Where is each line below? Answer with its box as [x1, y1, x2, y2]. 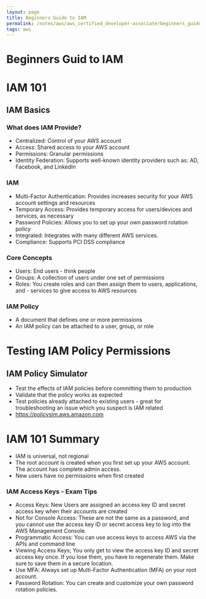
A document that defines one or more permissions [15, 316, 143, 324]
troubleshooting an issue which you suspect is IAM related [15, 404, 164, 411]
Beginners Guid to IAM [6, 53, 124, 66]
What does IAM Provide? [6, 123, 82, 132]
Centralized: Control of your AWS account [15, 137, 121, 145]
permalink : [6, 20, 34, 26]
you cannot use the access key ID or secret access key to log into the [15, 521, 191, 528]
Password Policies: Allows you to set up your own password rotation [15, 218, 188, 226]
